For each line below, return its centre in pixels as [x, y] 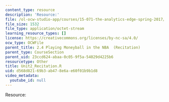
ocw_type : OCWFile [24, 43]
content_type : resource [30, 10]
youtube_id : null [28, 80]
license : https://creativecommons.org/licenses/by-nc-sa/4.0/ [72, 38]
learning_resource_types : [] [36, 33]
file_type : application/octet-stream [45, 29]
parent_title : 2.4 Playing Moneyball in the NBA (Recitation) [73, 47]
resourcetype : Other [27, 62]
